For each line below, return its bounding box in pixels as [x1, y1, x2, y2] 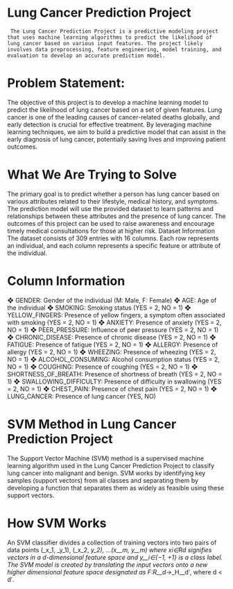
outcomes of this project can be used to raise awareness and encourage [7, 219, 215, 227]
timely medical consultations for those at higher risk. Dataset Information [7, 226, 216, 235]
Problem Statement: [7, 75, 126, 91]
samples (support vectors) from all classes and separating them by [7, 476, 199, 484]
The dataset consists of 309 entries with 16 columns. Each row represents [7, 234, 219, 242]
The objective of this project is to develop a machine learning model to [7, 98, 209, 106]
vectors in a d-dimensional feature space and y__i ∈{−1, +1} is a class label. [7, 553, 223, 561]
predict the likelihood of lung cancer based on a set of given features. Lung [7, 106, 223, 114]
